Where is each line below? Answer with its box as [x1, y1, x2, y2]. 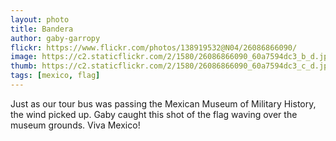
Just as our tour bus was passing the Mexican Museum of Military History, [10, 97, 317, 110]
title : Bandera [10, 24, 74, 34]
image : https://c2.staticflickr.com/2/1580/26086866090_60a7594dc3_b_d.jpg [10, 52, 333, 62]
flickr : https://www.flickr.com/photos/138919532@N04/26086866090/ [10, 42, 298, 53]
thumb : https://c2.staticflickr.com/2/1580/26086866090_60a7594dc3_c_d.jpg [10, 61, 333, 71]
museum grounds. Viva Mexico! [10, 119, 141, 131]
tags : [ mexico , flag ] [10, 71, 101, 81]
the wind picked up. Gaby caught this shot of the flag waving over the [10, 108, 298, 120]
